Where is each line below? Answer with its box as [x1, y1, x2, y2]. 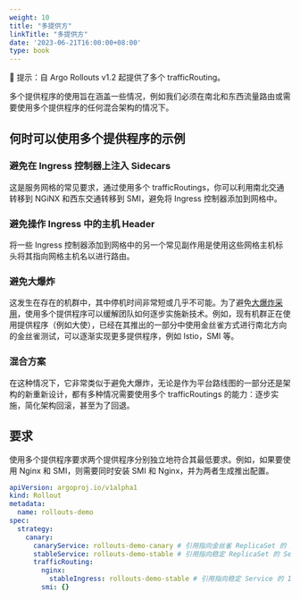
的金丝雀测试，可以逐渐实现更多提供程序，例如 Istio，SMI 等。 [9, 331, 239, 342]
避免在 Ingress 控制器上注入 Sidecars [9, 160, 171, 173]
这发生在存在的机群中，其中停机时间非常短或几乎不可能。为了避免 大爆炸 [9, 297, 275, 308]
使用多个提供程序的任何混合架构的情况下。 [16, 102, 174, 113]
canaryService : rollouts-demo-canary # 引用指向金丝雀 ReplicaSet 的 [32, 541, 287, 550]
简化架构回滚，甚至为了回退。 [24, 400, 135, 410]
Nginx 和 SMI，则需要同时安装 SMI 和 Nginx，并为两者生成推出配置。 [19, 465, 274, 476]
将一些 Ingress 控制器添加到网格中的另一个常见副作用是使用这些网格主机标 [9, 240, 284, 250]
